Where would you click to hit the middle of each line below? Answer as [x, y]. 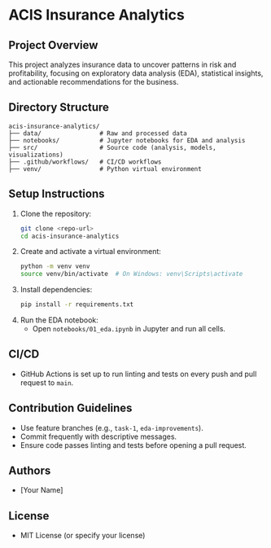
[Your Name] [42, 490]
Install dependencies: [56, 290]
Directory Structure [59, 107]
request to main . [47, 382]
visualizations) [36, 155]
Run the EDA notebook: [59, 320]
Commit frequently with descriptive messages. [98, 436]
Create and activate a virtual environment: [90, 252]
